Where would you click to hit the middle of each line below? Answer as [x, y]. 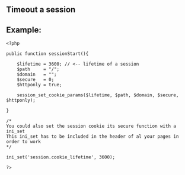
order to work [24, 142]
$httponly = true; [39, 85]
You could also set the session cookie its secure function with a [91, 127]
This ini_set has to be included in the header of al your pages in [92, 137]
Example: [24, 30]
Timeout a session [41, 10]
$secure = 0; [36, 80]
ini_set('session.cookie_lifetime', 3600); [61, 157]
